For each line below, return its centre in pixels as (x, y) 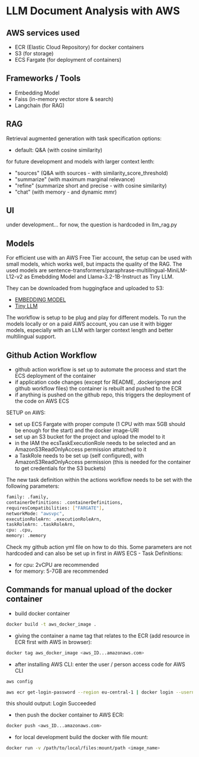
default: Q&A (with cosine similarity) (58, 150)
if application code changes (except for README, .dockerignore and (98, 382)
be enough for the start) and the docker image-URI (77, 430)
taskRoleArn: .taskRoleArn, (41, 525)
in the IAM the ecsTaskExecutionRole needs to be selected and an (95, 443)
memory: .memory (26, 536)
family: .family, (28, 497)
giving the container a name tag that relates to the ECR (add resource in (102, 635)
